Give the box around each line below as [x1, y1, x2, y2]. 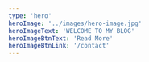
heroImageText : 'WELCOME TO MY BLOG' [8, 27, 135, 35]
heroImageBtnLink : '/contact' [8, 42, 110, 50]
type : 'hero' [8, 11, 52, 20]
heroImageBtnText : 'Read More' [8, 34, 114, 43]
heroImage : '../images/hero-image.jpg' [8, 19, 143, 27]
